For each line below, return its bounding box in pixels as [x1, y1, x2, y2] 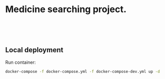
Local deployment [5, 46, 63, 54]
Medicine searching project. [5, 4, 127, 15]
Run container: [5, 59, 36, 65]
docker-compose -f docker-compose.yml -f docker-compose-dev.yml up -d [5, 69, 160, 74]
